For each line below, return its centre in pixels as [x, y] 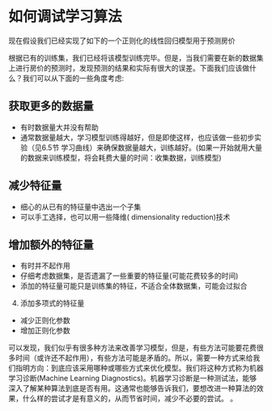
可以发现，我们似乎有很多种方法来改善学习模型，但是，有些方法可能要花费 [132, 348]
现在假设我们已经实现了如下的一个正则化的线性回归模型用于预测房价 [122, 41]
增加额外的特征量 [51, 244]
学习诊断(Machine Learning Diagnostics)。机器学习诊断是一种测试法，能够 [133, 379]
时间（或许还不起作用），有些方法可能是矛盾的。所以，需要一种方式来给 [134, 358]
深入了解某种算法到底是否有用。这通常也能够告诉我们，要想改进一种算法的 [132, 388]
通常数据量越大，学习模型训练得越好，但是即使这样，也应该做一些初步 [137, 137]
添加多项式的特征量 [52, 303]
